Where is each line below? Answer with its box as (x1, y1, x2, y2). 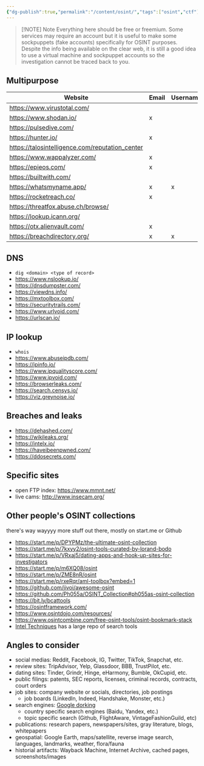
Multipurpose (6, 75, 59, 86)
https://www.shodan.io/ (9, 114, 77, 122)
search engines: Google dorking (15, 702, 96, 709)
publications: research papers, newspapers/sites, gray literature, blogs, (15, 721, 194, 728)
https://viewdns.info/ (15, 288, 67, 295)
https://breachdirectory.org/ (9, 232, 89, 241)
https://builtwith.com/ (9, 173, 71, 181)
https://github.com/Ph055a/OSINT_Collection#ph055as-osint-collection (15, 590, 195, 598)
